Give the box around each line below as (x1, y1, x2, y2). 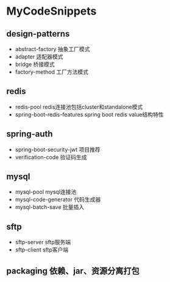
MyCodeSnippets (6, 4, 97, 18)
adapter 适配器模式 (15, 53, 63, 60)
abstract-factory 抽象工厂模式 (15, 46, 90, 52)
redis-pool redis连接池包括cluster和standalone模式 (15, 103, 143, 110)
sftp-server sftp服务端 (15, 239, 71, 246)
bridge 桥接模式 (15, 61, 55, 68)
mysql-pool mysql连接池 (15, 188, 77, 196)
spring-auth (6, 129, 53, 139)
